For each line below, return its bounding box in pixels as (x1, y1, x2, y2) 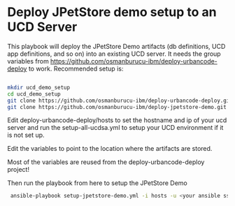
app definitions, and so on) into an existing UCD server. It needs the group (7, 50, 222, 58)
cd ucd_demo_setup (7, 90, 61, 98)
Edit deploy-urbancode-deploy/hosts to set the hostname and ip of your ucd (7, 116, 227, 124)
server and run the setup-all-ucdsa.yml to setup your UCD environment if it (7, 124, 224, 132)
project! (7, 165, 30, 174)
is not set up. (7, 131, 45, 140)
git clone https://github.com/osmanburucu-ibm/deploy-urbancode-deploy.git (7, 97, 233, 104)
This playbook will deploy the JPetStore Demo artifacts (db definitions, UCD (7, 42, 226, 50)
